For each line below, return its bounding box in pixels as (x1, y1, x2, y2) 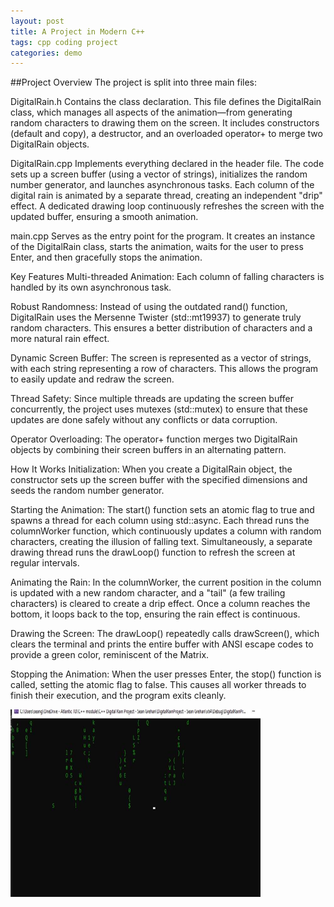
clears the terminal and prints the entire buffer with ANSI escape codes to (10, 638, 314, 650)
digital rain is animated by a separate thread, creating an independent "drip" (10, 190, 323, 202)
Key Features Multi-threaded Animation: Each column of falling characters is (10, 271, 325, 283)
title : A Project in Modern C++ (10, 26, 145, 37)
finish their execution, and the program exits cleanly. (10, 690, 227, 702)
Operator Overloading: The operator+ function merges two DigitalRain (10, 433, 298, 445)
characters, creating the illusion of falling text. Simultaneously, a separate (10, 536, 313, 548)
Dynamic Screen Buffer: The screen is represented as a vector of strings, (10, 352, 312, 364)
